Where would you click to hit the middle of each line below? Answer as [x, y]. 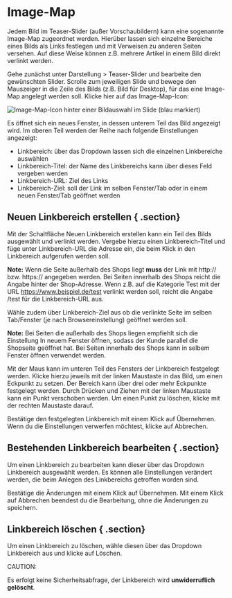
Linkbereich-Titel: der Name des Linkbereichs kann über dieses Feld [115, 166]
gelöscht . [21, 588]
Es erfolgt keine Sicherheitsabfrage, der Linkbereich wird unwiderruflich [111, 580]
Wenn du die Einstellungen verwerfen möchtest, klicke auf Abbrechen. [108, 426]
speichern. [23, 507]
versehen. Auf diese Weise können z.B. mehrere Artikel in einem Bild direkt [114, 53]
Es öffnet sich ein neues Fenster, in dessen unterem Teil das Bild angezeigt [114, 123]
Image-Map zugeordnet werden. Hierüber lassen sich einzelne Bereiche [110, 38]
